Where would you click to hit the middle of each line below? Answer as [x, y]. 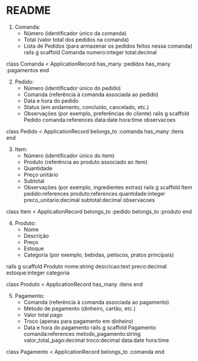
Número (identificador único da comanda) [75, 33]
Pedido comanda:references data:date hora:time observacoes [100, 119]
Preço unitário [41, 174]
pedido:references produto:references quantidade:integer [94, 193]
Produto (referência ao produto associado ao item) [86, 162]
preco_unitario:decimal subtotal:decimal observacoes [89, 200]
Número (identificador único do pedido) [72, 88]
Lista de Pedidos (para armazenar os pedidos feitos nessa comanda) [108, 46]
